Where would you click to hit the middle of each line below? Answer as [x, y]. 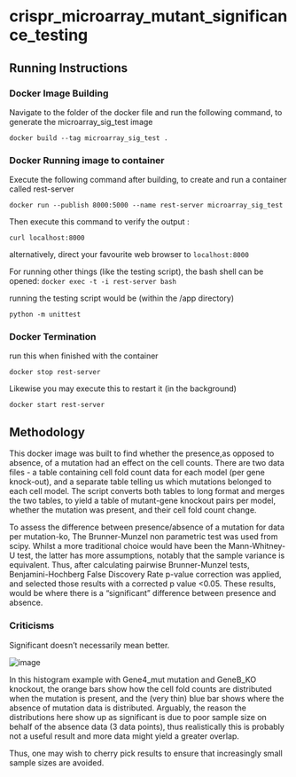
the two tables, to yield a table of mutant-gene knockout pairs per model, [143, 501]
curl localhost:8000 [47, 238]
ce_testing [49, 35]
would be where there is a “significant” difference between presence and [143, 593]
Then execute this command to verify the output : [99, 222]
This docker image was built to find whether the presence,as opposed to [142, 453]
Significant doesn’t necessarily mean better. [90, 645]
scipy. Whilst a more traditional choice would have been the [118, 546]
